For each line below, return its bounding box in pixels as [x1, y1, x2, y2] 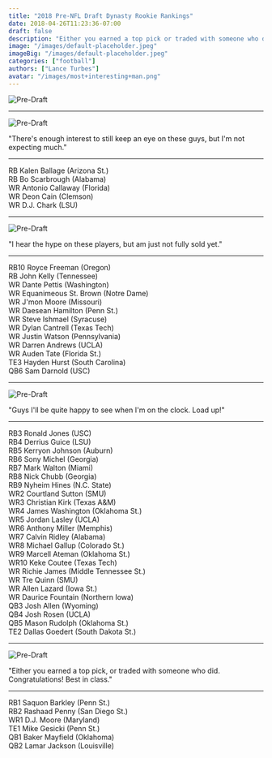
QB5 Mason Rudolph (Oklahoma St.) [8, 618, 130, 627]
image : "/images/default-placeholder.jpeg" [8, 42, 158, 50]
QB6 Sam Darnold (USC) [8, 366, 91, 376]
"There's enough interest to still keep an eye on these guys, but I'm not [8, 133, 245, 143]
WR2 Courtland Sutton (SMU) [8, 489, 107, 498]
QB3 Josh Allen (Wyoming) [8, 601, 99, 610]
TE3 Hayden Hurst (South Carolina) [8, 357, 126, 367]
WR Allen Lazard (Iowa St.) [8, 584, 98, 593]
